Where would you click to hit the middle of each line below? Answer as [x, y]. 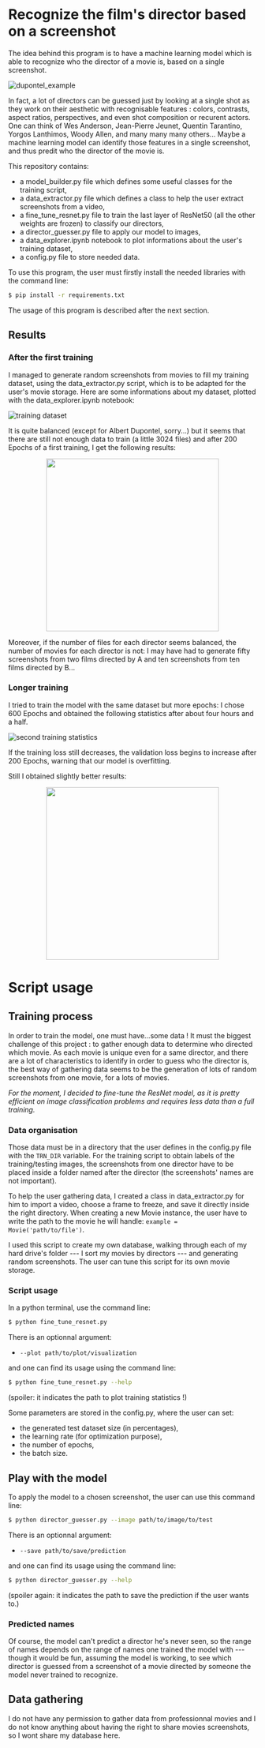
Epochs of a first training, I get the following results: [92, 447]
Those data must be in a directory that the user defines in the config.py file [130, 1147]
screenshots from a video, [62, 206]
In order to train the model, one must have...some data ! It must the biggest [130, 1035]
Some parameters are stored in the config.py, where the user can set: [121, 1413]
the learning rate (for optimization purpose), [91, 1437]
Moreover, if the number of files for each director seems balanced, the [122, 642]
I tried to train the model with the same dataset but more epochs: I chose [126, 705]
